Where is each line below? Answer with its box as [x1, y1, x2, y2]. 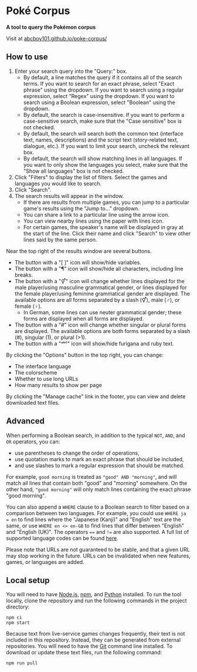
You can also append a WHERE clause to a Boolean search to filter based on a [6, 503, 189, 510]
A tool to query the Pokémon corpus [6, 23, 96, 31]
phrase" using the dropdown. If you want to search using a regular [23, 86, 184, 93]
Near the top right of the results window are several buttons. [6, 247, 152, 254]
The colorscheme [14, 369, 57, 376]
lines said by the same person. [23, 236, 98, 243]
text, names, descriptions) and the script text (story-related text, [23, 136, 179, 143]
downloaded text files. [6, 399, 60, 406]
